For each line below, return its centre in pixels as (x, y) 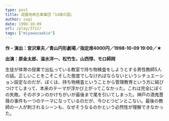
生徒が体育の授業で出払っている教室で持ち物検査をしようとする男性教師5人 (83, 69)
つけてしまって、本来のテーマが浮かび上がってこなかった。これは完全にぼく (84, 88)
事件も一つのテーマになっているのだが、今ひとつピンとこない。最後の (87, 101)
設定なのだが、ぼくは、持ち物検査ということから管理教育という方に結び (89, 82)
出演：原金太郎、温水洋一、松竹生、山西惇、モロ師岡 (60, 59)
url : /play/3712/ (23, 29)
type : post (17, 10)
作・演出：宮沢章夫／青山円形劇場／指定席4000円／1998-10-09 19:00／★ (83, 48)
